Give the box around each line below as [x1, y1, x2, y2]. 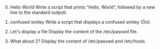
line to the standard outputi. [10, 9, 67, 15]
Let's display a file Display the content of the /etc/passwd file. [10, 29, 138, 34]
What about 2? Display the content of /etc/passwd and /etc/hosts [10, 38, 145, 44]
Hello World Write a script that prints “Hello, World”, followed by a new [10, 4, 155, 10]
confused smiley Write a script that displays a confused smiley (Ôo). [10, 19, 151, 25]
